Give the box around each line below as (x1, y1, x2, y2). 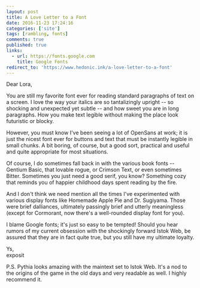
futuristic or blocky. (6, 118, 54, 125)
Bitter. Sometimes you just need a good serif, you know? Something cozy (6, 173, 187, 180)
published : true (6, 42, 47, 48)
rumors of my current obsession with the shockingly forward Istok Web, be (6, 228, 191, 235)
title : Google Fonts (17, 59, 68, 65)
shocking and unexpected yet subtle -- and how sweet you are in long (6, 105, 180, 112)
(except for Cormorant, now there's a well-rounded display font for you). (6, 210, 184, 217)
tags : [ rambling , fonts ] (6, 31, 68, 37)
